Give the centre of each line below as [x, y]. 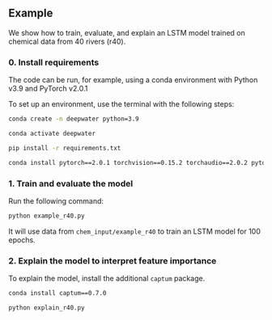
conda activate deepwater [52, 133]
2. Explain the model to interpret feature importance [113, 260]
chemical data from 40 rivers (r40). [67, 41]
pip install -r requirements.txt [65, 148]
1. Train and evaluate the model [71, 183]
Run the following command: [56, 200]
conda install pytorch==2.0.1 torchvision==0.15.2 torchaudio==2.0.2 [128, 162]
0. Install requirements [54, 62]
